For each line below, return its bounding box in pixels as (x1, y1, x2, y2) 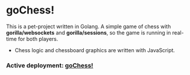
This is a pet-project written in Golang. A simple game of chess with (6, 23, 171, 30)
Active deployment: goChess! (6, 61, 93, 69)
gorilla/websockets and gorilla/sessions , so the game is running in (6, 29, 171, 36)
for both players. (18, 35, 58, 42)
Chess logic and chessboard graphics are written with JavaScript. (14, 46, 175, 53)
